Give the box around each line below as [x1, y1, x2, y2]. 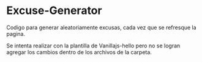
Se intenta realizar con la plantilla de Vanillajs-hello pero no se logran [6, 42, 181, 49]
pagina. [6, 30, 26, 37]
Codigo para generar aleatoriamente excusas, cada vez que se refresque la [6, 24, 197, 31]
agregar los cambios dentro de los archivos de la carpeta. [6, 48, 152, 55]
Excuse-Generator [6, 4, 102, 18]
